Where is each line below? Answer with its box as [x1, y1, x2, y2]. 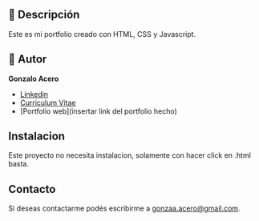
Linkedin [19, 89, 49, 98]
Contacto [8, 182, 56, 196]
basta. [8, 159, 30, 169]
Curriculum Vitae [19, 98, 76, 107]
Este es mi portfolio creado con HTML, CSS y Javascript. [8, 29, 196, 38]
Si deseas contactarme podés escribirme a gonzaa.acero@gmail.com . [8, 203, 241, 213]
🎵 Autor [8, 53, 47, 66]
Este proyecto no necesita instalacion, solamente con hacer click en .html [8, 151, 251, 160]
